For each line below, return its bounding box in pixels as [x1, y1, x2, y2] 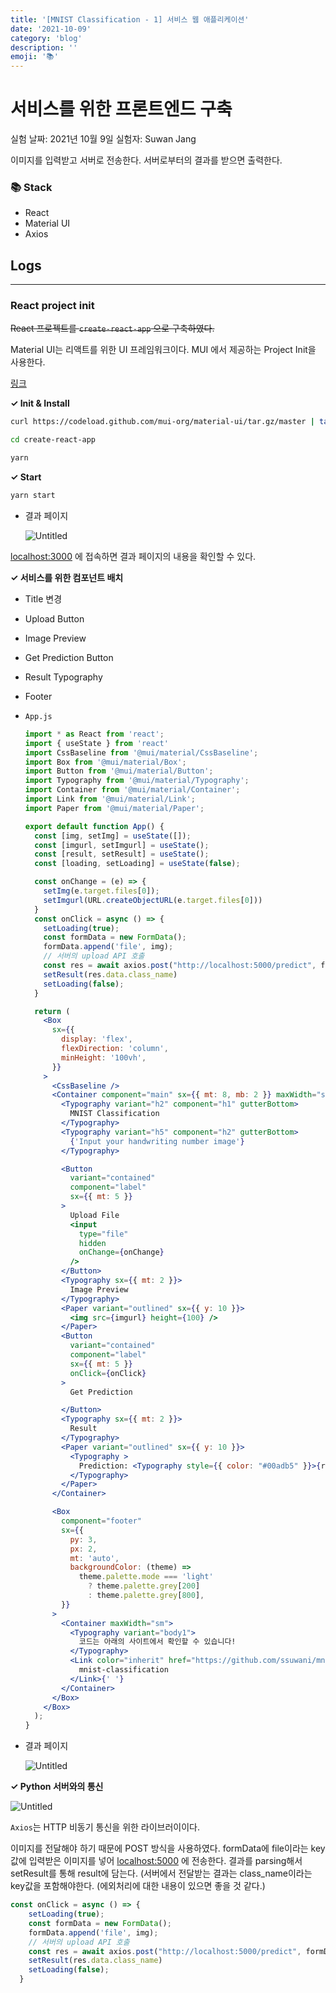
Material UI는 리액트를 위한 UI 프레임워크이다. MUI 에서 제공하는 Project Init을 [10, 344, 317, 356]
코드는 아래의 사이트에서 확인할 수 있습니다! [78, 1637, 237, 1647]
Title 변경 [24, 592, 63, 605]
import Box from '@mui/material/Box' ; [24, 757, 187, 767]
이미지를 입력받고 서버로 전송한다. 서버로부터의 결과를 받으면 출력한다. [10, 154, 283, 166]
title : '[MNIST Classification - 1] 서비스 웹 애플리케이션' [10, 14, 250, 25]
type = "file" [78, 1229, 129, 1239]
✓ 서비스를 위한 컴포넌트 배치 [10, 571, 124, 583]
